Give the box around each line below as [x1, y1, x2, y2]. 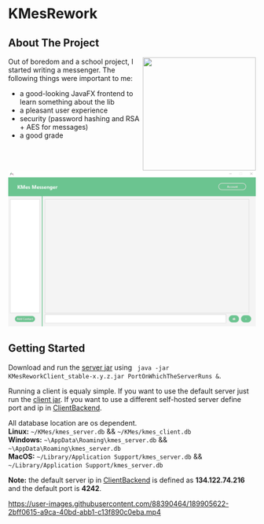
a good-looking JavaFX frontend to [19, 89, 134, 98]
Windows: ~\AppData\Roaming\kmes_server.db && [8, 434, 167, 445]
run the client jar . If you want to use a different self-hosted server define [8, 394, 242, 404]
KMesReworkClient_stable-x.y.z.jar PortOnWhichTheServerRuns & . [8, 371, 222, 380]
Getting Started [8, 341, 86, 355]
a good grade [19, 131, 64, 140]
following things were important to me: [8, 74, 134, 83]
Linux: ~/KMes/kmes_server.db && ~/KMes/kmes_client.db [8, 426, 192, 436]
